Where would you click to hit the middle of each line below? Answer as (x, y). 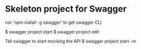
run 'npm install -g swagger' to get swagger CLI (53, 22)
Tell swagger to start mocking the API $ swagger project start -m (70, 41)
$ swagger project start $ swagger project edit (52, 32)
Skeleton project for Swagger (66, 9)
